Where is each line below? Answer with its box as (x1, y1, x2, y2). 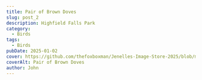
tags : (6, 37, 20, 43)
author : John (6, 64, 39, 71)
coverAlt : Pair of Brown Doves (6, 59, 85, 65)
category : (6, 25, 31, 32)
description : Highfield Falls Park (6, 20, 96, 26)
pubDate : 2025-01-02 (6, 48, 58, 54)
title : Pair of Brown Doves (6, 8, 77, 15)
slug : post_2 (6, 14, 39, 20)
